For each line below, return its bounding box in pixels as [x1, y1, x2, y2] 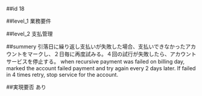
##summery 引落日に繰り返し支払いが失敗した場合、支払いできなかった [6, 43, 186, 50]
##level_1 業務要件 [6, 17, 51, 25]
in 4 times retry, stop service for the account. [6, 71, 119, 78]
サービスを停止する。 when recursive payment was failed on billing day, [6, 58, 185, 65]
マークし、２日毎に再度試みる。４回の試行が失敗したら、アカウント [27, 50, 197, 58]
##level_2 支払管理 [6, 30, 53, 37]
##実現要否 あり [6, 83, 46, 91]
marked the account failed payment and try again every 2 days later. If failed [6, 65, 196, 71]
